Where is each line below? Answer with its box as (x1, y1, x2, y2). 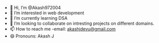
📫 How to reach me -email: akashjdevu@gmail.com (9, 26, 116, 32)
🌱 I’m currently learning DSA (9, 15, 68, 21)
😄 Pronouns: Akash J (9, 33, 54, 39)
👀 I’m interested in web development (9, 10, 84, 16)
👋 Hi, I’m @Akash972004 (9, 5, 61, 10)
